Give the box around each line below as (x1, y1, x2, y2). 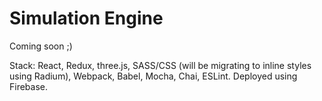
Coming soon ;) (9, 40, 73, 52)
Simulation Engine (9, 7, 164, 30)
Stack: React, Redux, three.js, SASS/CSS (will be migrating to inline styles (9, 59, 312, 71)
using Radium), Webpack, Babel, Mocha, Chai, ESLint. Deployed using (9, 70, 298, 82)
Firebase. (9, 80, 49, 92)
